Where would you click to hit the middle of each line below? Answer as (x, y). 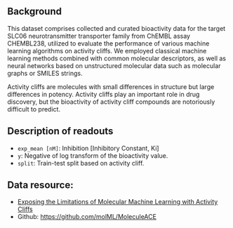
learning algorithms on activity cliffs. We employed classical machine (107, 51)
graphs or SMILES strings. (45, 73)
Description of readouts (60, 132)
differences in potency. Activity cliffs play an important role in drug (104, 94)
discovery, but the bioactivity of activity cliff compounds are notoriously (111, 102)
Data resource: (40, 185)
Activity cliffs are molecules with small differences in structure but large (111, 86)
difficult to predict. (34, 109)
